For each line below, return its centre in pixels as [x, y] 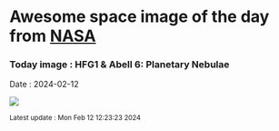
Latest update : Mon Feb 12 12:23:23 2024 [75, 118]
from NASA [53, 36]
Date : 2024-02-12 [44, 85]
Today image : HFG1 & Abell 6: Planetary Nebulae [120, 65]
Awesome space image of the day [139, 17]
